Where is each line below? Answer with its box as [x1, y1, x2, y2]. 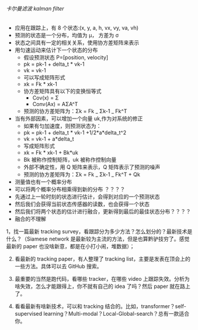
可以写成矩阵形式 [23, 74, 66, 81]
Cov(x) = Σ [32, 94, 59, 101]
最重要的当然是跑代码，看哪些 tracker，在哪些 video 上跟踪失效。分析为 [14, 275, 190, 283]
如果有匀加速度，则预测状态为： [23, 123, 102, 130]
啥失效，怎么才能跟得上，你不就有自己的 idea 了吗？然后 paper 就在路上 [14, 283, 191, 290]
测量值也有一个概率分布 [14, 178, 72, 185]
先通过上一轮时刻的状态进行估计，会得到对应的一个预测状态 [14, 193, 160, 200]
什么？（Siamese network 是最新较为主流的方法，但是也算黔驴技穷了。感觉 [6, 235, 190, 242]
